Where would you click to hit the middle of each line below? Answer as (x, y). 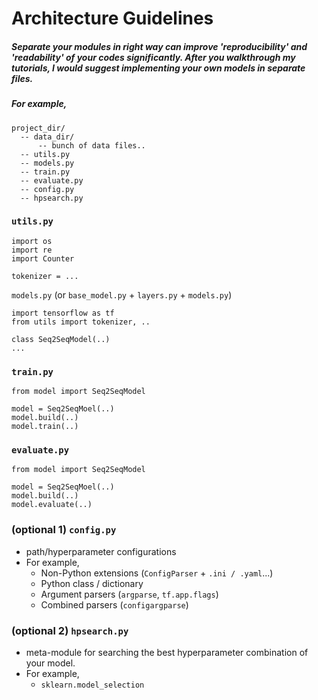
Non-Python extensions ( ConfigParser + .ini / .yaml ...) (157, 573)
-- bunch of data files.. (91, 145)
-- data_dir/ (47, 137)
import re (32, 250)
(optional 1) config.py (64, 530)
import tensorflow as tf (63, 313)
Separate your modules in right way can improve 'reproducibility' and (159, 46)
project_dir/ (38, 128)
